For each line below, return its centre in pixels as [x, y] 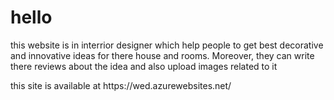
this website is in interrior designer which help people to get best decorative [167, 45]
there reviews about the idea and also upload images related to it [144, 66]
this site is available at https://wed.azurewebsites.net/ [121, 85]
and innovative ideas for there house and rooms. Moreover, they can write [162, 55]
